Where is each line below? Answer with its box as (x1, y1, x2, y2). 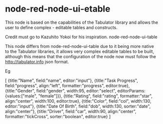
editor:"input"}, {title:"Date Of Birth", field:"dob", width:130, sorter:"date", (5, 103, 151, 109)
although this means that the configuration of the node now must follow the (5, 53, 156, 59)
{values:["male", (5, 93, 37, 99)
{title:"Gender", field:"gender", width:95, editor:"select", (5, 88, 117, 93)
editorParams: (117, 88, 146, 93)
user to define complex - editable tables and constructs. (5, 24, 118, 30)
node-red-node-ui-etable (5, 3, 110, 15)
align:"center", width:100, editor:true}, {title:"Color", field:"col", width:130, (5, 98, 152, 104)
